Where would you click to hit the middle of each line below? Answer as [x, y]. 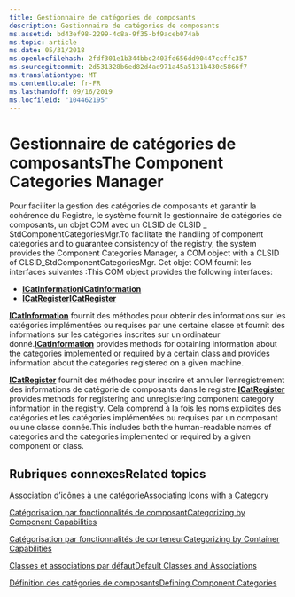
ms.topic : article [43, 42]
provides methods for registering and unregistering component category [142, 399]
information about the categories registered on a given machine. [126, 363]
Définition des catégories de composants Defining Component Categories [143, 583]
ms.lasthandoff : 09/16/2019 [61, 91]
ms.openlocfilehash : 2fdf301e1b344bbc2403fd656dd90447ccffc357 [128, 59]
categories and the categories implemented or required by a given [130, 436]
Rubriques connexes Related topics [108, 474]
